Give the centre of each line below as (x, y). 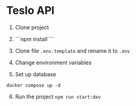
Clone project (32, 27)
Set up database (35, 74)
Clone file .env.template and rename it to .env (72, 51)
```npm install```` (34, 39)
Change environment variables (53, 62)
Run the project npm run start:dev (58, 96)
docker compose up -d (34, 85)
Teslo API (31, 11)
